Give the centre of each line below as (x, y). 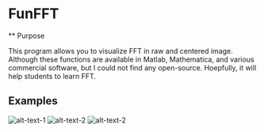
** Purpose (27, 36)
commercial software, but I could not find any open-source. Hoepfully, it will (132, 67)
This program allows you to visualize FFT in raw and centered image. (121, 51)
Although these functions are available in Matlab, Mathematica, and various (132, 59)
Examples (33, 101)
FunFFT (34, 14)
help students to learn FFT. (52, 76)
